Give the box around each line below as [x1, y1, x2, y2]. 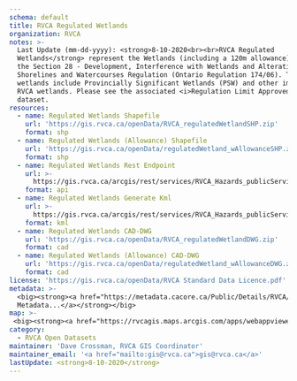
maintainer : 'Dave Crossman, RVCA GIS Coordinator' [9, 341, 203, 350]
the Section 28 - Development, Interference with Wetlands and [17, 63, 255, 72]
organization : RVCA [9, 29, 81, 38]
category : [9, 325, 46, 334]
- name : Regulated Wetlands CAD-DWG [17, 226, 152, 235]
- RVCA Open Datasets [17, 333, 97, 342]
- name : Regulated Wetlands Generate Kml [17, 194, 172, 203]
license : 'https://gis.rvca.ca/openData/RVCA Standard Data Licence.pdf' [9, 276, 287, 285]
